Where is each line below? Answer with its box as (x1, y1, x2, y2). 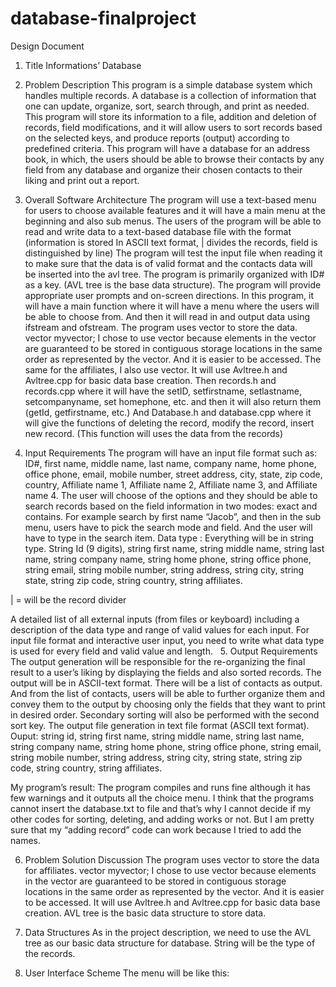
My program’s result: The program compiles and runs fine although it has (10, 781, 311, 793)
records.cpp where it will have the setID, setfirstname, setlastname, (24, 385, 303, 397)
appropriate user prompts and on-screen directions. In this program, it (24, 289, 314, 301)
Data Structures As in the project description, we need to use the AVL (24, 926, 312, 938)
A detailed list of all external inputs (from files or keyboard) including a (10, 613, 300, 625)
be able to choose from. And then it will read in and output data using (24, 310, 311, 322)
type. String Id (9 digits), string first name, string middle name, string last (24, 542, 325, 554)
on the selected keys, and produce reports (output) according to (24, 132, 290, 144)
